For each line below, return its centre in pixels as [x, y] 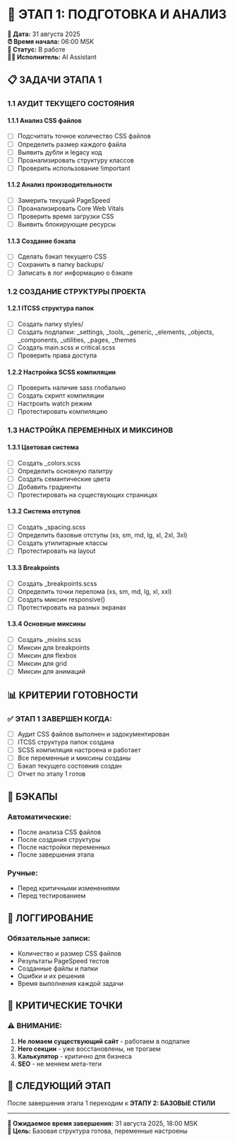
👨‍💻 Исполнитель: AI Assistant [52, 56]
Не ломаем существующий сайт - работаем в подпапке [104, 1041]
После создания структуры [59, 840]
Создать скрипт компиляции [61, 395]
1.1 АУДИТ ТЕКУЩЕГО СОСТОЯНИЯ [71, 104]
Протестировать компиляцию [62, 412]
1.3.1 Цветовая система [43, 447]
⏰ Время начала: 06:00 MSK [51, 41]
